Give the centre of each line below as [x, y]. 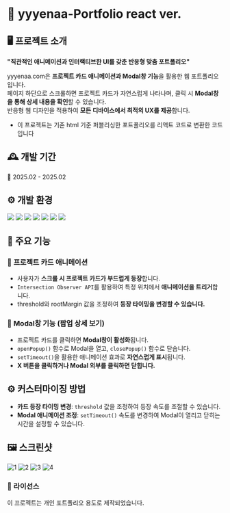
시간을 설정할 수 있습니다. [51, 424]
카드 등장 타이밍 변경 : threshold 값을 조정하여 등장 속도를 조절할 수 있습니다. [119, 407]
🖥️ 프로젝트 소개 [37, 41]
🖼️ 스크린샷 [30, 447]
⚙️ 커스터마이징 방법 [47, 389]
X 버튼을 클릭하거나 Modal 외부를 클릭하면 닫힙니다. [86, 365]
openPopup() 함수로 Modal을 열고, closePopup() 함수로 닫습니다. [104, 348]
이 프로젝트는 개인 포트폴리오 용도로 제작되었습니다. [76, 503]
